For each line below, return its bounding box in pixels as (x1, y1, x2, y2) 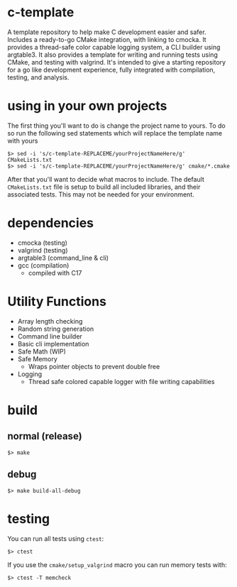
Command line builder (17, 331, 83, 341)
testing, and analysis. (7, 72, 70, 82)
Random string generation (17, 324, 94, 333)
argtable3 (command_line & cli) (17, 253, 109, 262)
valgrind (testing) (17, 246, 69, 254)
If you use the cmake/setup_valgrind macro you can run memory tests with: (7, 560, 227, 569)
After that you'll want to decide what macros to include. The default (7, 175, 204, 183)
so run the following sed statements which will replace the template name (7, 128, 222, 137)
